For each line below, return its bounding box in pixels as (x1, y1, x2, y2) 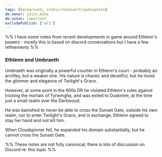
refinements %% (5, 44, 39, 50)
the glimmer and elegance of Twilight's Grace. (5, 78, 97, 84)
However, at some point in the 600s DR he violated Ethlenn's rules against (5, 87, 153, 93)
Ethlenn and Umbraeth (5, 56, 59, 63)
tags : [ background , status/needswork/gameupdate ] (5, 7, 108, 12)
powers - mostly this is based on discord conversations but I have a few (5, 39, 149, 45)
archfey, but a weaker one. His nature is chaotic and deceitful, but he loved (5, 72, 155, 78)
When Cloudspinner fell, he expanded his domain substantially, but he (5, 127, 145, 133)
